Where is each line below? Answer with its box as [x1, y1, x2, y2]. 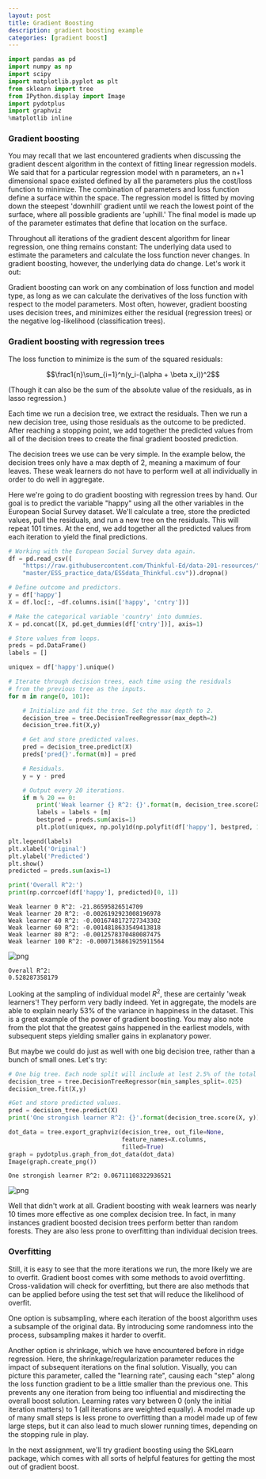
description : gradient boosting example [8, 26, 144, 34]
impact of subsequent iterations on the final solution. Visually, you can [8, 1362, 237, 1371]
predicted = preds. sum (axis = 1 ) [8, 867, 112, 875]
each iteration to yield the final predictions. [8, 532, 148, 541]
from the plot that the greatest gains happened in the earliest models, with [8, 1023, 250, 1032]
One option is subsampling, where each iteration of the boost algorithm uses [8, 1313, 258, 1323]
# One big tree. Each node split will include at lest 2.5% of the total [8, 1070, 257, 1078]
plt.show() [8, 860, 44, 867]
